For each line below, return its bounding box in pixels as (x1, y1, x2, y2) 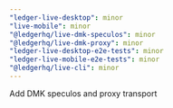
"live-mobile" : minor (9, 22, 91, 31)
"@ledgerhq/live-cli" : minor (9, 64, 120, 73)
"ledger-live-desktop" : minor (9, 13, 124, 22)
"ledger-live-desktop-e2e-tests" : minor (9, 47, 165, 56)
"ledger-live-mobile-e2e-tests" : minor (9, 55, 160, 64)
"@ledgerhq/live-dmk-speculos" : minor (9, 30, 156, 39)
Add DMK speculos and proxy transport (9, 87, 158, 99)
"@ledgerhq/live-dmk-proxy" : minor (9, 38, 144, 48)
